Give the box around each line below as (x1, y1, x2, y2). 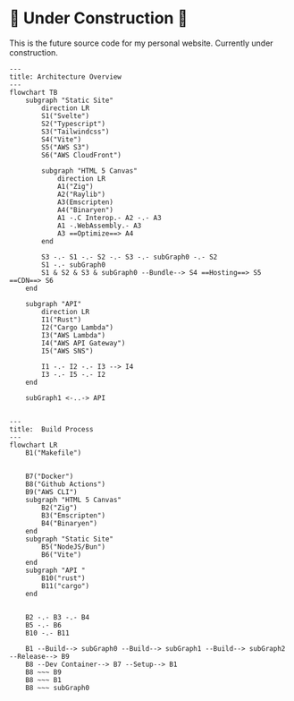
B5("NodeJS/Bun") (41, 542, 105, 551)
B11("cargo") (41, 581, 90, 590)
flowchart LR (9, 440, 58, 449)
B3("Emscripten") (41, 510, 105, 520)
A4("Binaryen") (56, 205, 114, 214)
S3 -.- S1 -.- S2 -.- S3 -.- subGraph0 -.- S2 (41, 252, 218, 261)
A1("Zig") (56, 182, 94, 191)
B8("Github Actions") (25, 479, 105, 489)
